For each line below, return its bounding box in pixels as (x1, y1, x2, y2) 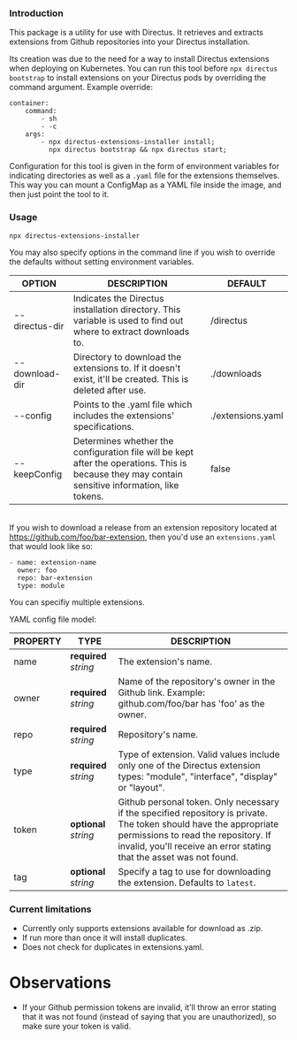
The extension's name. (118, 655, 213, 668)
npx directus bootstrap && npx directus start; (48, 145, 227, 155)
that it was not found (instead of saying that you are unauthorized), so (21, 1011, 277, 1021)
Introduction (9, 7, 64, 19)
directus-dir (13, 319, 65, 332)
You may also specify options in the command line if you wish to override (9, 247, 276, 257)
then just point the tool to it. (9, 189, 110, 200)
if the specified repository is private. (118, 807, 268, 819)
